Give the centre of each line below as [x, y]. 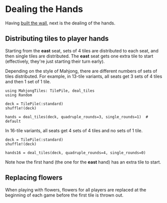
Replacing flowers [34, 178]
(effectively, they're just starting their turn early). [55, 61]
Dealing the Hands [44, 9]
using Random [19, 95]
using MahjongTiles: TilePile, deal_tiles [50, 91]
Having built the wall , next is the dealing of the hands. [60, 23]
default [13, 121]
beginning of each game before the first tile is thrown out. [64, 195]
